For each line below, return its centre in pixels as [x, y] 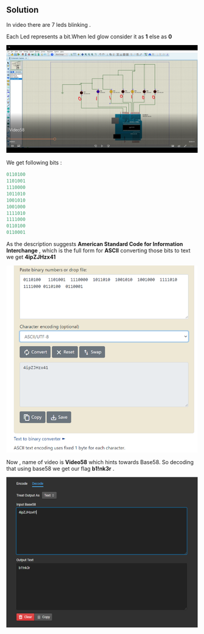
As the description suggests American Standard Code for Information [95, 244]
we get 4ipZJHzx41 [31, 257]
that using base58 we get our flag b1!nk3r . [60, 468]
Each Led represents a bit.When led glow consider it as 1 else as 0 [89, 37]
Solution [22, 10]
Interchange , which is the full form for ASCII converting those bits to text [98, 251]
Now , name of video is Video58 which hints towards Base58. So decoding [100, 462]
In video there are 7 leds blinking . [49, 24]
